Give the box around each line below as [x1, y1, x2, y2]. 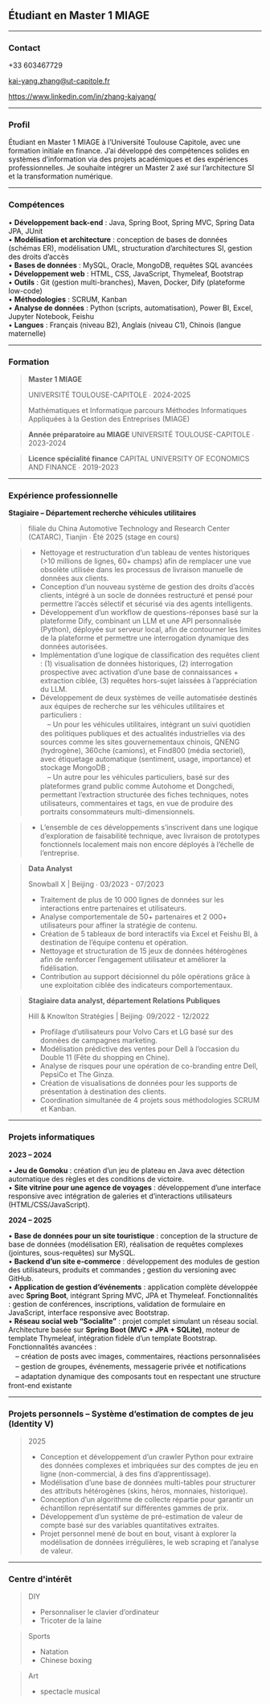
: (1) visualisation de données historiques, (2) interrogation [39, 659, 233, 669]
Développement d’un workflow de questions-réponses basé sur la [39, 608, 259, 617]
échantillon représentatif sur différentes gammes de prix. [39, 1503, 229, 1513]
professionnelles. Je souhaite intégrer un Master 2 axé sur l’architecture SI [8, 163, 255, 173]
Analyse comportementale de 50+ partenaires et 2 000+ [39, 912, 227, 922]
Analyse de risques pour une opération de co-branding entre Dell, [39, 1061, 259, 1071]
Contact [8, 42, 41, 53]
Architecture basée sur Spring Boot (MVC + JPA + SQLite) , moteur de [8, 1325, 240, 1334]
